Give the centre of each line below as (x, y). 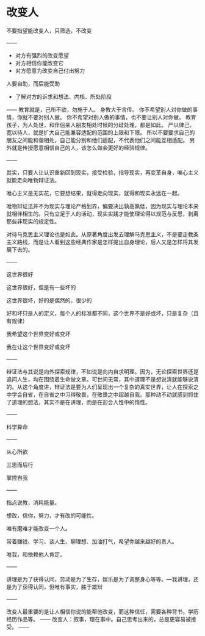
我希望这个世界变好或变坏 (38, 334)
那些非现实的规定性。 (33, 221)
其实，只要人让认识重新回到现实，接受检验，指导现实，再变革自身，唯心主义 (103, 172)
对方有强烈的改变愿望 (42, 55)
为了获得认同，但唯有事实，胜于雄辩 (57, 587)
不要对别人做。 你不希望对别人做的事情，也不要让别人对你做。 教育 (112, 117)
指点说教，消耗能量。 (33, 502)
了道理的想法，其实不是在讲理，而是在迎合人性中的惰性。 (78, 402)
